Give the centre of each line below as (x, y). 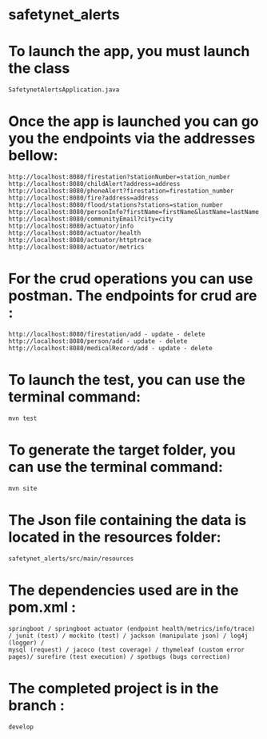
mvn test (23, 418)
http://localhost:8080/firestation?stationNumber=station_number (119, 177)
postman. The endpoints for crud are (133, 296)
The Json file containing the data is (128, 521)
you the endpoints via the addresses (132, 139)
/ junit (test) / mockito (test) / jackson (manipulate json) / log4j (128, 636)
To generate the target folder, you (122, 450)
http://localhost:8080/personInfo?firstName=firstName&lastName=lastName (134, 212)
